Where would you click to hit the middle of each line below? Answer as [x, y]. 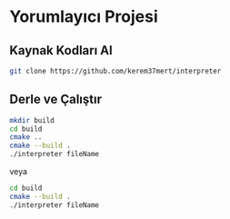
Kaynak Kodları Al [61, 50]
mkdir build [32, 120]
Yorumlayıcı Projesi [84, 17]
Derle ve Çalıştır [56, 100]
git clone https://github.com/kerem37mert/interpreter [115, 71]
